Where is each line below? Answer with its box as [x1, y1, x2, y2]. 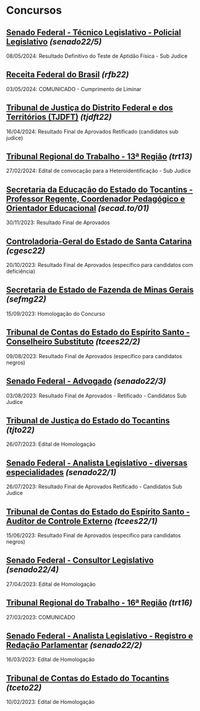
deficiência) [6, 268, 36, 275]
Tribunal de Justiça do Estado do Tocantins [6, 415, 170, 426]
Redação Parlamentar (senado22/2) [6, 640, 142, 650]
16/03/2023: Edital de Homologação [6, 656, 95, 663]
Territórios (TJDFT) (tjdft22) [6, 112, 112, 122]
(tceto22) [6, 682, 42, 693]
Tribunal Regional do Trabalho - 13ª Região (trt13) [6, 151, 192, 162]
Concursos [6, 4, 62, 17]
